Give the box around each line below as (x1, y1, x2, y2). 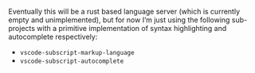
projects (8, 24, 36, 33)
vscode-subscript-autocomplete (19, 57, 124, 65)
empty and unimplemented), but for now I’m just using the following (8, 15, 230, 25)
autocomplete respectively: (8, 32, 98, 41)
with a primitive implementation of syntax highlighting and (37, 24, 227, 33)
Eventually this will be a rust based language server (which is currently (8, 7, 241, 16)
